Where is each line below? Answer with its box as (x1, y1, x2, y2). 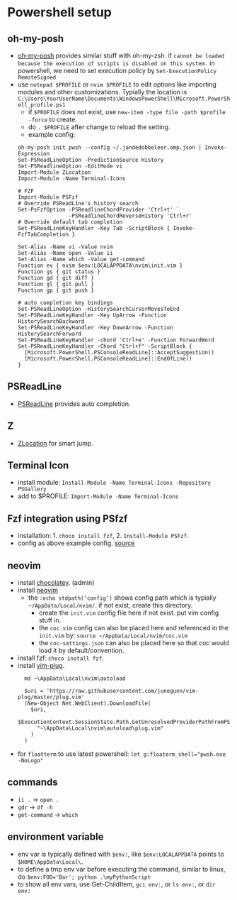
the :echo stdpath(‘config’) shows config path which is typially (28, 593, 217, 602)
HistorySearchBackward (17, 318, 85, 325)
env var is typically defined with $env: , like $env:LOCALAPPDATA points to (17, 850, 224, 858)
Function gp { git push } (17, 287, 94, 294)
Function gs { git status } (17, 268, 100, 275)
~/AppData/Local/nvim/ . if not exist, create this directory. (28, 601, 193, 610)
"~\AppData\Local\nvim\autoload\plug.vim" (36, 725, 164, 732)
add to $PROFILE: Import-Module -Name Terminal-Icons (17, 492, 179, 500)
